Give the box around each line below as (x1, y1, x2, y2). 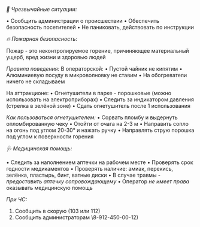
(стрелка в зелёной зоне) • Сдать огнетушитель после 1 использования (6, 102, 190, 109)
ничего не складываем (6, 78, 65, 85)
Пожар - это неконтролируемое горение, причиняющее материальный (6, 47, 190, 54)
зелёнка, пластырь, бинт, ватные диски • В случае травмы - (6, 171, 161, 178)
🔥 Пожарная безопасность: (6, 35, 78, 42)
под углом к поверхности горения (6, 133, 94, 140)
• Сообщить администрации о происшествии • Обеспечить (6, 17, 160, 24)
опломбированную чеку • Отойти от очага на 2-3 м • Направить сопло (6, 120, 189, 127)
